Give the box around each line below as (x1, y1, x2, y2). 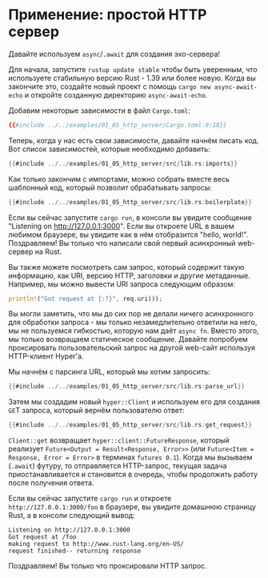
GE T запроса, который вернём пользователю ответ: (8, 406, 186, 415)
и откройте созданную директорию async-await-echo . (24, 90, 208, 99)
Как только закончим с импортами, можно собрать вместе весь (8, 174, 230, 183)
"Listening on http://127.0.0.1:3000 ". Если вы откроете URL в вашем (8, 221, 234, 231)
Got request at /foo (8, 533, 78, 541)
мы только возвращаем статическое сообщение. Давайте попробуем (8, 335, 248, 344)
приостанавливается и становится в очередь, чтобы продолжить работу (8, 470, 258, 480)
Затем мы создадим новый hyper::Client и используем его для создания (8, 397, 261, 407)
